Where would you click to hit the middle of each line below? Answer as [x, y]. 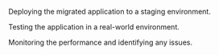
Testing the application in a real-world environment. [94, 27]
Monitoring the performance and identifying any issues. [101, 42]
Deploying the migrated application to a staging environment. [109, 12]
